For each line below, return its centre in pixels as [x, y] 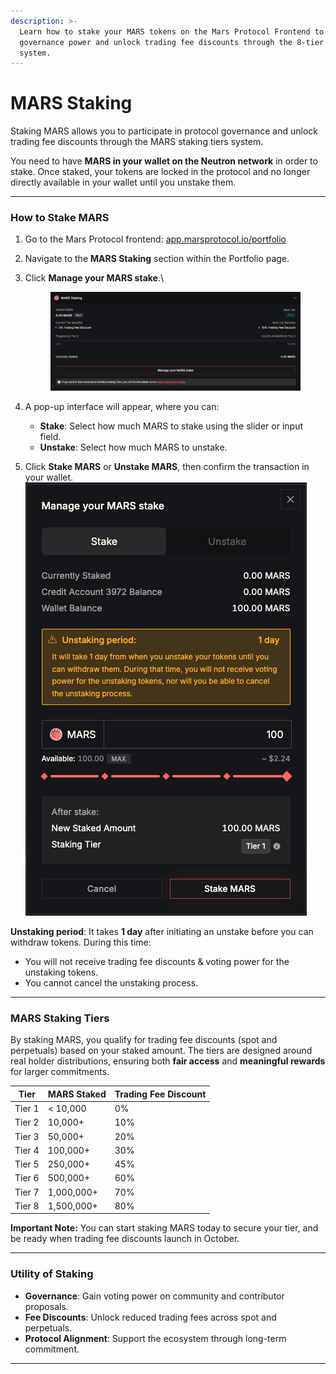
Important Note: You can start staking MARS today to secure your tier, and [164, 1228]
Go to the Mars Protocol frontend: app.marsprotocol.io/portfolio [155, 239]
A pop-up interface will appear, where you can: [122, 406]
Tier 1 [27, 1109]
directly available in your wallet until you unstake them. [123, 182]
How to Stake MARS [60, 218]
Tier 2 [27, 1122]
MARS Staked [77, 1094]
